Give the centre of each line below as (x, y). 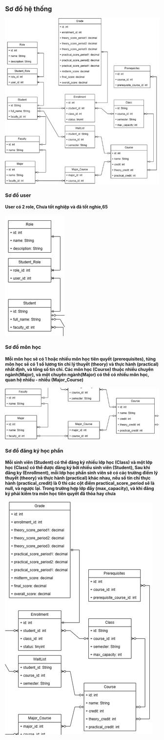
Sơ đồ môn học (23, 347)
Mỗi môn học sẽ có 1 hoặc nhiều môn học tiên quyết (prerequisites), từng (81, 359)
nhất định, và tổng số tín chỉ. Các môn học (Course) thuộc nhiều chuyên (79, 369)
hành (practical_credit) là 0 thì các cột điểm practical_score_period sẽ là (80, 483)
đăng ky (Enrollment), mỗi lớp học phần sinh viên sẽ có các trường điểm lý (82, 473)
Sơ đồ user (18, 195)
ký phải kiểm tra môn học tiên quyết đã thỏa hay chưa (61, 494)
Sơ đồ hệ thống (29, 9)
